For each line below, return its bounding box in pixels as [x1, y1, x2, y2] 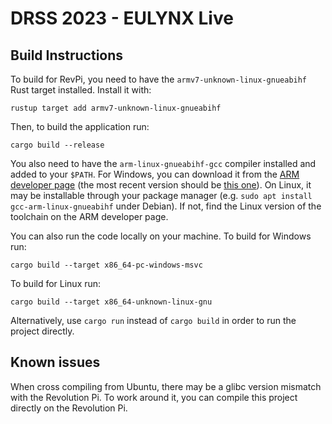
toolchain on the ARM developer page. [10, 211, 169, 222]
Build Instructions [10, 47, 124, 64]
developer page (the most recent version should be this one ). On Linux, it [10, 179, 312, 191]
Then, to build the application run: [10, 121, 150, 132]
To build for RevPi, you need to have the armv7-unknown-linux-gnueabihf [10, 73, 308, 85]
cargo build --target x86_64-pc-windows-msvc [10, 260, 203, 270]
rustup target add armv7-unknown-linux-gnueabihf [10, 103, 222, 113]
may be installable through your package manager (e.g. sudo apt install [10, 190, 313, 201]
